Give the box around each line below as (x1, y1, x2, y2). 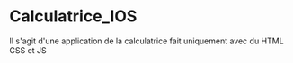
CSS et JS (9, 44, 47, 55)
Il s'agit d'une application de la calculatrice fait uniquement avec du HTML (9, 35, 285, 46)
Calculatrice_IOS (9, 6, 138, 27)
